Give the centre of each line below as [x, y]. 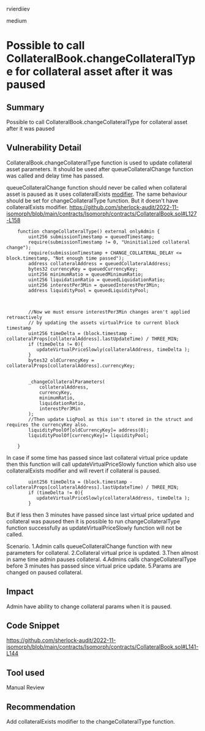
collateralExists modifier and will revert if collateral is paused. [84, 470]
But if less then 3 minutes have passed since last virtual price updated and [100, 514]
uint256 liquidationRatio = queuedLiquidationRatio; [97, 280]
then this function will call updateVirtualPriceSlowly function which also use [102, 464]
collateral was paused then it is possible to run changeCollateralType [93, 521]
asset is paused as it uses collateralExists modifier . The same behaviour [97, 194]
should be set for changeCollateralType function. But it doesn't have [92, 200]
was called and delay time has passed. [55, 176]
